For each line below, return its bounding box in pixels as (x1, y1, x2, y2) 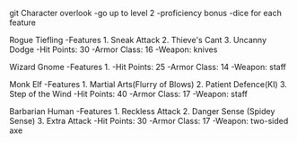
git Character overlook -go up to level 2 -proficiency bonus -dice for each (9, 8, 283, 18)
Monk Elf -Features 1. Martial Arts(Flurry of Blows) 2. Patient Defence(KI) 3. (9, 79, 287, 89)
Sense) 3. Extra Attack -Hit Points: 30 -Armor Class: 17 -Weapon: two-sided (9, 116, 289, 126)
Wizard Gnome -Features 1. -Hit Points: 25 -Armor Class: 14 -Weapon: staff (9, 62, 287, 72)
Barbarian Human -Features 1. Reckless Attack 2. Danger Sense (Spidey (9, 106, 275, 116)
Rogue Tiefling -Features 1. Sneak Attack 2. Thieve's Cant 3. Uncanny (9, 35, 267, 45)
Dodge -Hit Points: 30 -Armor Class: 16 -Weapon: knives (9, 44, 218, 55)
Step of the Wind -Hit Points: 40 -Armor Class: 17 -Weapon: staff (9, 89, 249, 99)
